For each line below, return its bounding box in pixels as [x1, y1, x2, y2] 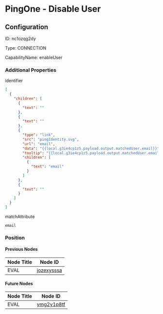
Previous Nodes [5, 246, 38, 252]
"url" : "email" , [22, 141, 55, 147]
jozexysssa [36, 267, 62, 274]
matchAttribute [5, 213, 35, 220]
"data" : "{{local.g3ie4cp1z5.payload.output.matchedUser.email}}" [22, 146, 160, 151]
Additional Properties [5, 67, 57, 74]
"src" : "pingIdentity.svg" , [22, 137, 79, 142]
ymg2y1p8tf [36, 301, 65, 308]
